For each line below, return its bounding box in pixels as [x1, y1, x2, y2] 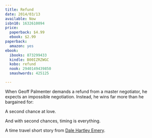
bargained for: [5, 99, 34, 105]
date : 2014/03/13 [5, 12, 41, 17]
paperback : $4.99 [9, 30, 45, 35]
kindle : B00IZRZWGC [9, 57, 49, 62]
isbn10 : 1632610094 [5, 21, 45, 26]
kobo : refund [9, 62, 36, 67]
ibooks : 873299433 [9, 52, 47, 58]
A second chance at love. [5, 108, 56, 114]
